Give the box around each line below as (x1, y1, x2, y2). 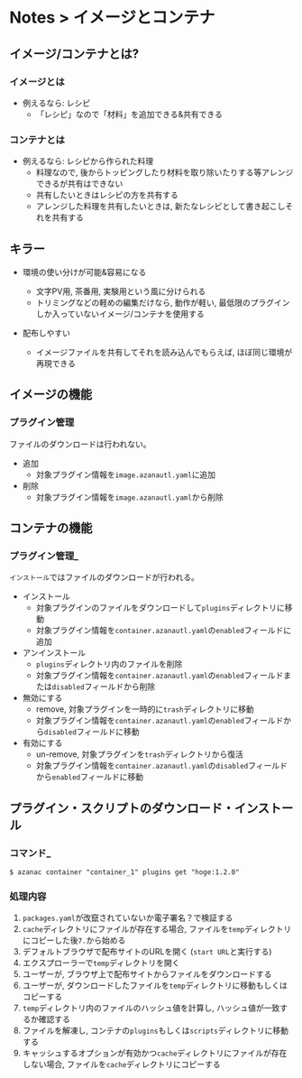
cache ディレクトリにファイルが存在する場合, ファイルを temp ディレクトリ (22, 924, 292, 935)
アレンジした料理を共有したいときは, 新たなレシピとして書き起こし (35, 201, 286, 212)
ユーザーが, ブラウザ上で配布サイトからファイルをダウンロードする (22, 969, 272, 980)
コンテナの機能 (9, 521, 93, 536)
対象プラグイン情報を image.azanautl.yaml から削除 (35, 492, 224, 502)
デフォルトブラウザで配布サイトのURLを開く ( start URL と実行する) (22, 946, 272, 957)
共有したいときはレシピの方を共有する (35, 189, 178, 200)
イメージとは (9, 75, 65, 88)
